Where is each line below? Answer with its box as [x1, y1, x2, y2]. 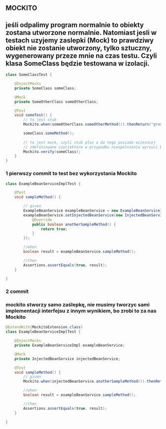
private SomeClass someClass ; [14, 86, 77, 91]
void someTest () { [14, 113, 52, 118]
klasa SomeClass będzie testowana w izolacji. [5, 59, 150, 68]
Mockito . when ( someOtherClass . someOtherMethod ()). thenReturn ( [23, 122, 152, 127]
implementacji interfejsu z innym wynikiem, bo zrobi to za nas [5, 308, 157, 315]
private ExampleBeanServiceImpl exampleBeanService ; [14, 343, 125, 348]
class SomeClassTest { [5, 72, 52, 77]
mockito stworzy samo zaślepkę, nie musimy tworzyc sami [5, 301, 150, 308]
